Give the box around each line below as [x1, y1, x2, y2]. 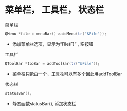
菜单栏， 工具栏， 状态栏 [5, 4, 104, 16]
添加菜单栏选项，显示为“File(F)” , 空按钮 [12, 41, 94, 47]
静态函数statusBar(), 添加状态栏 [12, 100, 76, 106]
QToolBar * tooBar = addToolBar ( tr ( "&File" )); [5, 61, 100, 66]
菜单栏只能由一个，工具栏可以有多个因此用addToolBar [12, 71, 122, 77]
